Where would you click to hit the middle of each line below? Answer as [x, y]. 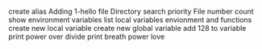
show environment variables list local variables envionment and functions [130, 20]
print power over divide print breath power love [87, 36]
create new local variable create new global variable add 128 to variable [127, 28]
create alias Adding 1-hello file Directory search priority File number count [131, 11]
